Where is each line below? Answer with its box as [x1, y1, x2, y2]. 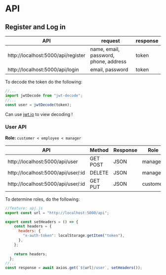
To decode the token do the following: [5, 79, 83, 85]
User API [5, 123, 27, 130]
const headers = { [14, 224, 52, 229]
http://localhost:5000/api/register [7, 52, 85, 58]
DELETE [89, 169, 109, 176]
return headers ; [14, 251, 48, 257]
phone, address [90, 58, 127, 65]
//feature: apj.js [5, 206, 43, 211]
